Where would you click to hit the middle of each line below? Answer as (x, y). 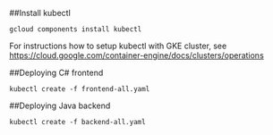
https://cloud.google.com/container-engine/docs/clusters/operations (136, 55)
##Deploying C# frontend (56, 72)
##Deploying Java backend (60, 105)
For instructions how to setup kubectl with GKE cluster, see (118, 46)
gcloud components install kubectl (76, 30)
